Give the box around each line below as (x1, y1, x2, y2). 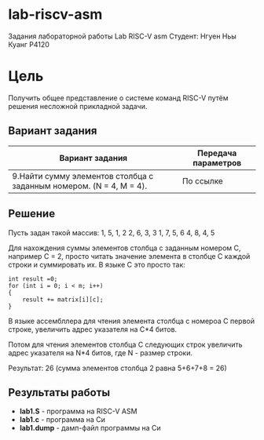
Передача (197, 147, 237, 158)
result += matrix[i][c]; (22, 296, 104, 304)
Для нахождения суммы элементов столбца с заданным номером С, (8, 243, 241, 253)
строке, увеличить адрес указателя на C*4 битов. (8, 324, 178, 334)
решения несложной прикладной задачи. (8, 101, 148, 111)
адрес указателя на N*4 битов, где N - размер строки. (8, 347, 192, 358)
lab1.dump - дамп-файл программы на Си (19, 424, 161, 433)
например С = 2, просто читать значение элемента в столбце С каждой (8, 251, 251, 260)
